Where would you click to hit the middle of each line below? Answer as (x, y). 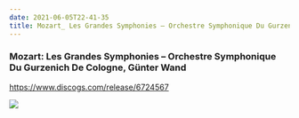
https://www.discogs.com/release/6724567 (89, 87)
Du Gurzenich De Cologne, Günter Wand (98, 67)
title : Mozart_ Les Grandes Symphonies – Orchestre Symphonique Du (137, 26)
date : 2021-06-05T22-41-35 (59, 17)
